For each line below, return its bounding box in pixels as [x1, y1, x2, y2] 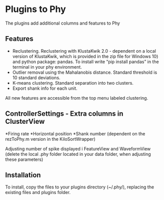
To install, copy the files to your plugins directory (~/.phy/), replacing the [5, 184, 154, 190]
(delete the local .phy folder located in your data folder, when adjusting [5, 151, 151, 157]
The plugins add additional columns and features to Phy [5, 20, 120, 26]
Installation [5, 170, 41, 179]
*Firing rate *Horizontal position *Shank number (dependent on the [5, 130, 145, 136]
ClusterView [5, 117, 45, 126]
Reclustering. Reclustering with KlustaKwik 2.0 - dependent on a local [12, 48, 156, 54]
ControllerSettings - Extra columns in [5, 109, 123, 118]
